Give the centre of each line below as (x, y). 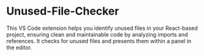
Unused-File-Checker (63, 11)
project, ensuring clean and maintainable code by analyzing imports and (97, 34)
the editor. (19, 47)
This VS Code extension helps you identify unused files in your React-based (102, 28)
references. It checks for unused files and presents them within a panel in (99, 41)
